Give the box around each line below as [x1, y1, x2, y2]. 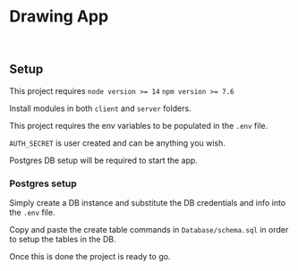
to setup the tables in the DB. [9, 234, 116, 245]
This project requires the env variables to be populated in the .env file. [9, 120, 268, 131]
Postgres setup [9, 177, 78, 190]
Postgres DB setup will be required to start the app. [9, 155, 199, 165]
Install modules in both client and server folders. [9, 103, 192, 114]
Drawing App [9, 6, 109, 27]
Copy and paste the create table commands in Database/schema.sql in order [9, 224, 289, 235]
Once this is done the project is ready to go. [9, 251, 171, 262]
